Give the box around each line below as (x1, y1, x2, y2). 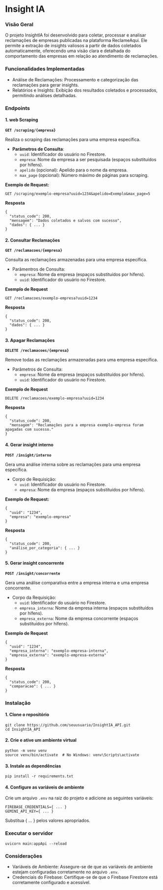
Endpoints (5, 104, 30, 111)
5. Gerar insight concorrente (5, 560, 64, 566)
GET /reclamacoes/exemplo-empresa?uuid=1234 (5, 296, 98, 301)
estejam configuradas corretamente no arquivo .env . (12, 869, 119, 875)
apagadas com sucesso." (5, 427, 54, 432)
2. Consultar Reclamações (5, 237, 60, 243)
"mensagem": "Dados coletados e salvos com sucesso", (9, 218, 122, 223)
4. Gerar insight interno (5, 442, 54, 447)
